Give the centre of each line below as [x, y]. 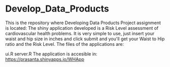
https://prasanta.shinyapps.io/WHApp [45, 59]
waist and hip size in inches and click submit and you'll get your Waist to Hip [85, 39]
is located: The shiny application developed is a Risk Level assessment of [82, 28]
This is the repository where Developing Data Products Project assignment [83, 23]
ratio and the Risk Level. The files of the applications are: [65, 44]
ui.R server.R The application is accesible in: [51, 54]
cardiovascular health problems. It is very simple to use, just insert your [80, 33]
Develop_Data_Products [57, 9]
